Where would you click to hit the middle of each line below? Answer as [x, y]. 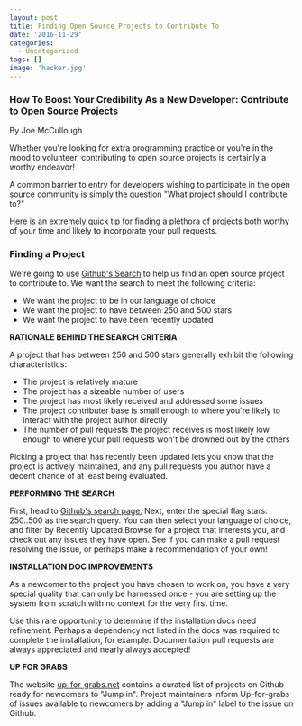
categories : [32, 43]
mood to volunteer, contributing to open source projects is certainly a [138, 158]
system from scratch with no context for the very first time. [119, 603]
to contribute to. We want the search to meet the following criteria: [133, 283]
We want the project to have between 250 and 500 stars [127, 310]
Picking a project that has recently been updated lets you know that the [142, 457]
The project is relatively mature [80, 382]
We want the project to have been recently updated [118, 320]
